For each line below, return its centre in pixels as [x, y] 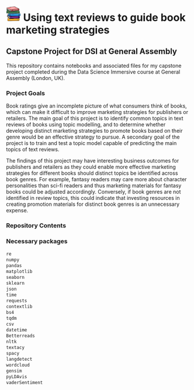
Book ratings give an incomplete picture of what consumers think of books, [96, 106]
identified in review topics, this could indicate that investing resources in [93, 198]
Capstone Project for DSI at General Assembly [91, 52]
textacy [15, 348]
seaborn [15, 278]
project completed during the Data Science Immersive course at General [93, 72]
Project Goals [26, 93]
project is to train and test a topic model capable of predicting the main [91, 143]
